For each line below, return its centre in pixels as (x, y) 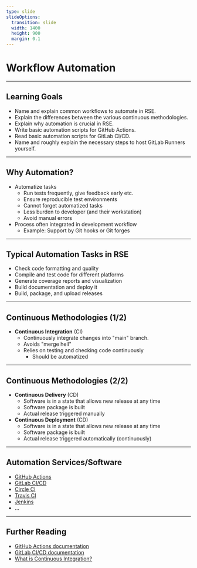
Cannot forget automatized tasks (63, 205)
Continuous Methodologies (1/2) (67, 317)
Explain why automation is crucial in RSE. (64, 123)
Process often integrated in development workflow (76, 224)
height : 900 (26, 34)
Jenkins (24, 502)
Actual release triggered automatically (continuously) (87, 438)
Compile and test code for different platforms (69, 275)
